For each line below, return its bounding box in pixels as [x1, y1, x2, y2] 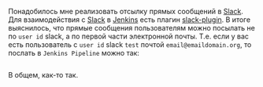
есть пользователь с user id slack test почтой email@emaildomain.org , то [8, 40, 252, 49]
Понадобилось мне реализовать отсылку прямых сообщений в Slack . [8, 7, 244, 16]
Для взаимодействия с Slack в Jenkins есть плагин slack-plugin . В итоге [8, 15, 250, 24]
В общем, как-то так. [8, 71, 79, 79]
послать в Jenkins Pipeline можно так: [8, 49, 140, 57]
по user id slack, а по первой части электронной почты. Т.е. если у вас [8, 31, 250, 41]
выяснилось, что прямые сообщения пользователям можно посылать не [8, 24, 256, 32]
